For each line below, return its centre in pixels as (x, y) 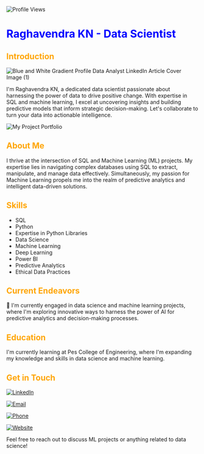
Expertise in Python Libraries (51, 233)
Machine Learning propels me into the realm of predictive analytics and (96, 180)
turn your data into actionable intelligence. (59, 115)
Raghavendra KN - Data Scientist (91, 34)
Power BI (26, 259)
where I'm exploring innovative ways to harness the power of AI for (90, 312)
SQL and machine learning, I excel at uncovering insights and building (94, 102)
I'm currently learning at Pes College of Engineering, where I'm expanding (99, 352)
